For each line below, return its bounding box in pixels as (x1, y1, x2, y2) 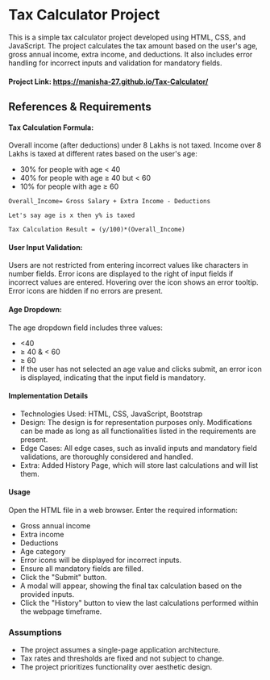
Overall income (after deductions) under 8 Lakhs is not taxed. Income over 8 (8, 140, 262, 150)
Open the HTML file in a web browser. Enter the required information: (8, 505, 238, 515)
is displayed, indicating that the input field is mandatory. (19, 373, 206, 382)
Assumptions (8, 627, 62, 638)
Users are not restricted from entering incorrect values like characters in (8, 261, 248, 270)
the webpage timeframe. (19, 607, 102, 616)
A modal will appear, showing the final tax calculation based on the (19, 581, 243, 590)
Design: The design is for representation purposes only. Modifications (19, 417, 252, 427)
